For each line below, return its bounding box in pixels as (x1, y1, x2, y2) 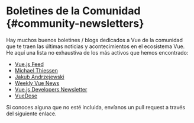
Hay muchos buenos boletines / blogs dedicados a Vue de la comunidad (6, 36, 183, 43)
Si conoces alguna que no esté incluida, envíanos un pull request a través (6, 103, 185, 111)
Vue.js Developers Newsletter (14, 86, 88, 93)
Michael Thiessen (14, 67, 58, 74)
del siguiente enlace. (6, 110, 57, 117)
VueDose (14, 92, 37, 99)
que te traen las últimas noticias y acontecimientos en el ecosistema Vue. (6, 43, 185, 50)
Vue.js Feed (14, 61, 44, 68)
